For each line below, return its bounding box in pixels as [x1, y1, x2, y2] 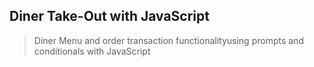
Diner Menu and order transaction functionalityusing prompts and [33, 34, 304, 46]
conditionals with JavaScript [33, 45, 151, 57]
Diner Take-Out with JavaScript [9, 8, 210, 25]
